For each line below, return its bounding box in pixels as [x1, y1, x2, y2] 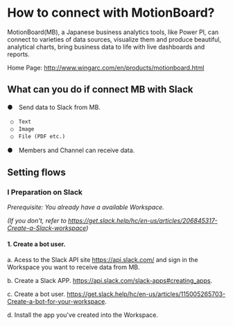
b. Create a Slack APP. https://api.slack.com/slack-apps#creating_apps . [7, 276, 213, 284]
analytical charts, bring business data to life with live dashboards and [7, 42, 205, 51]
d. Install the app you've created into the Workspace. [7, 311, 158, 319]
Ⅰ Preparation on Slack [7, 188, 83, 197]
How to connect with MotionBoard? [7, 5, 215, 21]
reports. [7, 50, 30, 58]
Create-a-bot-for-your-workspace [7, 297, 105, 305]
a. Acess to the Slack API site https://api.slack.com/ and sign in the [7, 255, 198, 263]
